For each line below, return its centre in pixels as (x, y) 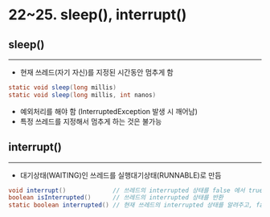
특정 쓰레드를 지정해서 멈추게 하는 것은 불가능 (91, 121)
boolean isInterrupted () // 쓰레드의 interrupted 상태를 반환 (116, 198)
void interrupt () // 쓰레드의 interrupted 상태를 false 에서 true (136, 190)
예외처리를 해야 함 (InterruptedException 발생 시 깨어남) (109, 111)
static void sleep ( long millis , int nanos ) (82, 95)
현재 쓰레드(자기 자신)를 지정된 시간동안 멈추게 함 (97, 72)
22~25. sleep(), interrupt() (98, 15)
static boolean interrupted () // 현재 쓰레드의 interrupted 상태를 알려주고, (131, 205)
